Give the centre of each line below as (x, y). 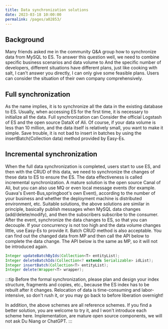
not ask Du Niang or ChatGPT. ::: (39, 321)
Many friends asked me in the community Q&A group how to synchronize (81, 52)
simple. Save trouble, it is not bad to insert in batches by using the (73, 133)
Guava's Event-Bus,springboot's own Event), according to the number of (80, 193)
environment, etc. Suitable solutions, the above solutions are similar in (77, 204)
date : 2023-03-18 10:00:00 (33, 15)
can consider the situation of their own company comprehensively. (74, 78)
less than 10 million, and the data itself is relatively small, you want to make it (84, 128)
